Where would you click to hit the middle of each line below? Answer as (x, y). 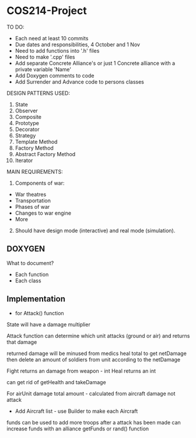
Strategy (25, 135)
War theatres (31, 194)
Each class (28, 280)
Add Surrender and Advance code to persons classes (80, 82)
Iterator (24, 160)
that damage (22, 342)
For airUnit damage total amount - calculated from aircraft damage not (91, 394)
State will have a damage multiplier (49, 324)
